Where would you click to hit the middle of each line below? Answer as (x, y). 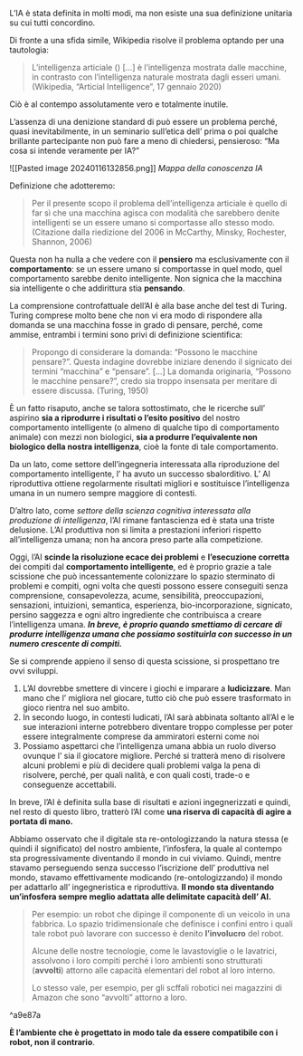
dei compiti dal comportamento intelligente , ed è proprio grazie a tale (141, 566)
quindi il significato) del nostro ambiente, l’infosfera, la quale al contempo (146, 849)
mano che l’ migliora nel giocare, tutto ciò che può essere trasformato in (156, 698)
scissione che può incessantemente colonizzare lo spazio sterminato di (142, 576)
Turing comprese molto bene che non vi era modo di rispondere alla (136, 315)
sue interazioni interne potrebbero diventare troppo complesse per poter (158, 727)
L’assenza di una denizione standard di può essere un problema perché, (143, 122)
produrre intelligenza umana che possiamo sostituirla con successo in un (151, 634)
